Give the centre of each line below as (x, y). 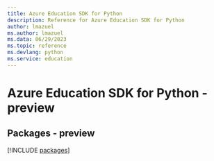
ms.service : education (40, 59)
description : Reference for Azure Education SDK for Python (96, 20)
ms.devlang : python (35, 53)
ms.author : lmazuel (35, 33)
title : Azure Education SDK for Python (65, 14)
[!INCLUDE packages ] (39, 150)
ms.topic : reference (37, 46)
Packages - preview (51, 134)
